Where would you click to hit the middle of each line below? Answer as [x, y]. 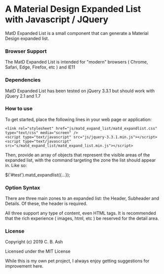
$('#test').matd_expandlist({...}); [38, 175]
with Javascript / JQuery [57, 19]
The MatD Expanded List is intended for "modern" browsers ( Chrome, [77, 62]
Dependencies [23, 80]
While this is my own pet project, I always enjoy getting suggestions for [77, 261]
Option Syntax [23, 187]
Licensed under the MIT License [38, 251]
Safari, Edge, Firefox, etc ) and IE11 [40, 67]
